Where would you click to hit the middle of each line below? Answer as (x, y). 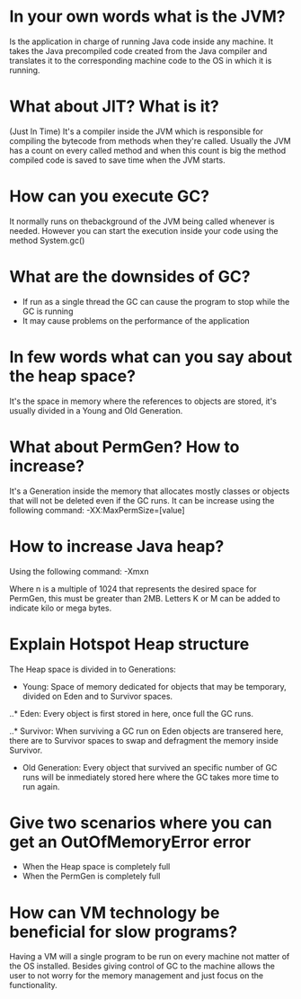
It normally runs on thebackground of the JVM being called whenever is (142, 221)
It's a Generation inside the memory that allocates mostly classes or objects (150, 491)
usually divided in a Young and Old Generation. (96, 410)
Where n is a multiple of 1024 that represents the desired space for (133, 589)
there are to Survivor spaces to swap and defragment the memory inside (144, 740)
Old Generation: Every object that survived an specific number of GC (150, 767)
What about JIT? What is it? (115, 107)
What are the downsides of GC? (130, 277)
